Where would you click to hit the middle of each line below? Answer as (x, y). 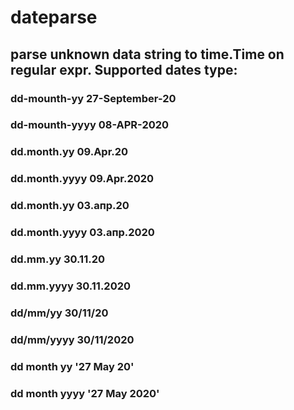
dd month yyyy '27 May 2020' (85, 393)
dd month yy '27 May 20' (72, 366)
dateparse (54, 17)
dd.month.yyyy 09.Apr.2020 (82, 179)
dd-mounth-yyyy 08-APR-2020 (90, 125)
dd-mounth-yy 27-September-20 (93, 98)
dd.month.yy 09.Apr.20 (69, 152)
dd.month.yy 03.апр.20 (70, 206)
